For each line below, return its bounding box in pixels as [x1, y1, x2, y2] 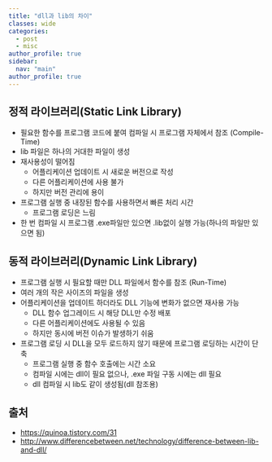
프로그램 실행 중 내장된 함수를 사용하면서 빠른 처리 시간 [19, 197, 194, 208]
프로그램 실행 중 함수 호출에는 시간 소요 [32, 359, 157, 369]
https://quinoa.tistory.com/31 [19, 428, 118, 438]
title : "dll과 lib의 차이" [8, 11, 93, 20]
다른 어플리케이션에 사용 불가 [32, 177, 124, 187]
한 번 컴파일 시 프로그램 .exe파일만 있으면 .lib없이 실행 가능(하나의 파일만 [19, 218, 250, 228]
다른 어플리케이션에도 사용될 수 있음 [32, 319, 146, 328]
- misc [15, 42, 38, 51]
